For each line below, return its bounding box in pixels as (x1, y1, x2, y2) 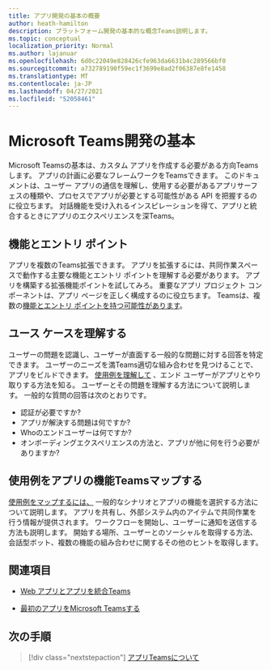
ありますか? (19, 447, 60, 458)
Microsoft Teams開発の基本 (8, 132, 196, 151)
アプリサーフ (215, 181, 258, 190)
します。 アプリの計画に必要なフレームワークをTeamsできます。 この (8, 171, 239, 181)
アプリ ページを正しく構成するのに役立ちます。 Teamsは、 (57, 291, 253, 300)
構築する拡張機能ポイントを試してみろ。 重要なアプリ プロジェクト (22, 280, 247, 290)
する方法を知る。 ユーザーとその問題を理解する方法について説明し (22, 380, 244, 390)
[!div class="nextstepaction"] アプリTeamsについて (28, 653, 200, 663)
